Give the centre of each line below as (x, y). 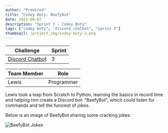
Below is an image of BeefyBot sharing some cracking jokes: (68, 115)
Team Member (26, 74)
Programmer (63, 82)
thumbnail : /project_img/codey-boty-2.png (50, 33)
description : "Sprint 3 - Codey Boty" (46, 24)
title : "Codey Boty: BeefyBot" (38, 15)
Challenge (27, 50)
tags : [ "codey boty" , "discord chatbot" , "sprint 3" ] (63, 29)
